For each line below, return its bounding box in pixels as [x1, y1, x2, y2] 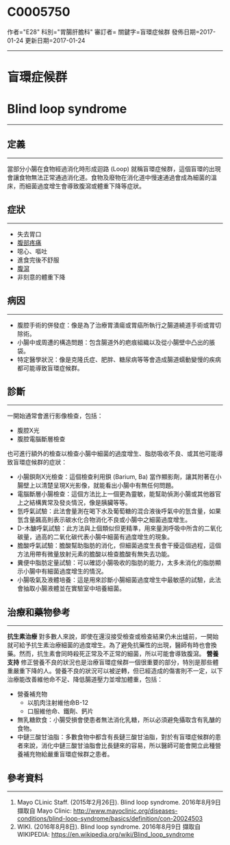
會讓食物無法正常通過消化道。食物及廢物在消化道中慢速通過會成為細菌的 [7, 173, 211, 181]
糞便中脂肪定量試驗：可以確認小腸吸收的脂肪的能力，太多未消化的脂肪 [16, 559, 216, 567]
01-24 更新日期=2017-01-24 [7, 36, 86, 45]
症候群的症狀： [25, 458, 67, 466]
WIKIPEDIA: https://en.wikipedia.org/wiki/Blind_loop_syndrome [16, 830, 194, 838]
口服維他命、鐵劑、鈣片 [27, 707, 94, 715]
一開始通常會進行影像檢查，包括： [7, 412, 103, 420]
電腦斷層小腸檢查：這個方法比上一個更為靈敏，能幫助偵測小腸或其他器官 [16, 490, 221, 498]
